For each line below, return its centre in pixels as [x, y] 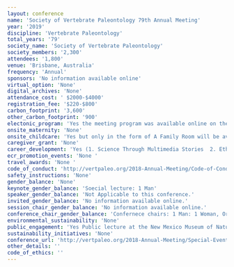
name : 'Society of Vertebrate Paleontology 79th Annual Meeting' [104, 20]
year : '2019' [26, 26]
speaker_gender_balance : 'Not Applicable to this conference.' [101, 195]
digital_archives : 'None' [45, 91]
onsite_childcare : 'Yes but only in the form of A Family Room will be [113, 136]
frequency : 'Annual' [37, 72]
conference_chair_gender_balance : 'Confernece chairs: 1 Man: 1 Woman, [113, 214]
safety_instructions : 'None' [49, 175]
